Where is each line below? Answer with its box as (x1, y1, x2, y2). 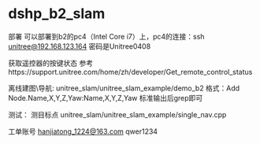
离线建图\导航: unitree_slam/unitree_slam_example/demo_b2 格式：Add (8, 83, 240, 93)
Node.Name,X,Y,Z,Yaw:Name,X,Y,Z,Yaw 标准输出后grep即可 (8, 93, 203, 102)
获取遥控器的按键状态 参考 (8, 58, 93, 68)
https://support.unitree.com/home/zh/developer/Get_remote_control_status (8, 67, 253, 76)
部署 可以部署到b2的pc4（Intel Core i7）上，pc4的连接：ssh (8, 31, 205, 41)
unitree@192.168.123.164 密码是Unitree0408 (8, 41, 151, 51)
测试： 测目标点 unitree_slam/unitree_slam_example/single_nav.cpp (8, 109, 227, 119)
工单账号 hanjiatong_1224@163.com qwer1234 (8, 127, 158, 136)
